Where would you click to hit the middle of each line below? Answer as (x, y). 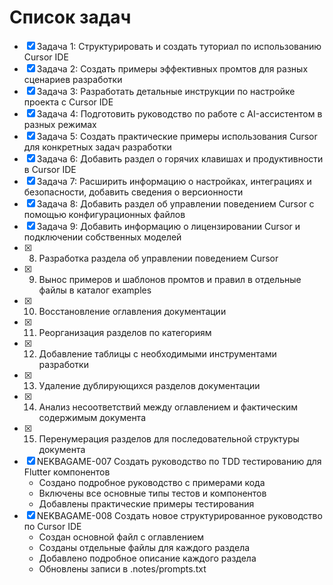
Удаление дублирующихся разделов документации (149, 385)
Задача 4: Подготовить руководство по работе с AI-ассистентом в (179, 113)
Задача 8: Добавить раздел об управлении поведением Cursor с (175, 203)
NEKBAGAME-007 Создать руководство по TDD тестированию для (179, 461)
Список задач (70, 17)
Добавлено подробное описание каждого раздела (147, 558)
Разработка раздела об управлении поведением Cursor (158, 258)
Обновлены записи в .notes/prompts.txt (122, 568)
